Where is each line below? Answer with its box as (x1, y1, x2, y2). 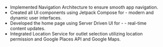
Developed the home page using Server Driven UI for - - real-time (10, 20, 147, 26)
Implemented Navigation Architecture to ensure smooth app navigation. (10, 4, 158, 10)
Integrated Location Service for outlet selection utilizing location (10, 31, 143, 36)
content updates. (10, 25, 46, 31)
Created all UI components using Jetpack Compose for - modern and (10, 9, 154, 15)
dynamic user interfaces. (10, 15, 62, 20)
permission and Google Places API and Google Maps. (10, 36, 121, 42)
